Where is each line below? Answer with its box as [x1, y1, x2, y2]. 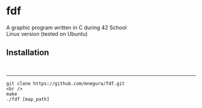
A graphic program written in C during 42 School [6, 24, 127, 31]
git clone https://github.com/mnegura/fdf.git [6, 81, 125, 87]
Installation [6, 48, 49, 58]
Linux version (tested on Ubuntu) [6, 30, 88, 37]
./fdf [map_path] [6, 96, 50, 102]
